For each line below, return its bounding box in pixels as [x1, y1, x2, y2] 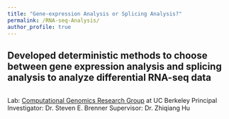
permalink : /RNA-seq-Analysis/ [7, 17, 100, 24]
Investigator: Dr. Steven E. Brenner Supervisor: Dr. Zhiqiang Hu [7, 104, 190, 113]
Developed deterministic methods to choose [7, 49, 208, 61]
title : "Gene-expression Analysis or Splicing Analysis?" [7, 10, 182, 18]
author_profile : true [7, 23, 72, 30]
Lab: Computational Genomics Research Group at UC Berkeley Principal [7, 96, 218, 105]
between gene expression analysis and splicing [7, 61, 222, 73]
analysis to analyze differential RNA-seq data [7, 71, 211, 83]
